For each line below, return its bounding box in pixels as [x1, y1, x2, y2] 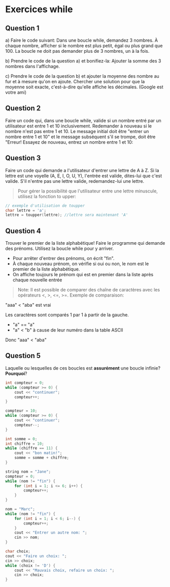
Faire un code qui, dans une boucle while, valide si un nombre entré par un [5, 117, 161, 123]
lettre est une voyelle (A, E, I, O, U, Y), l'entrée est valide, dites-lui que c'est [5, 173, 162, 179]
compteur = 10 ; [5, 408, 38, 413]
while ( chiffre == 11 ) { [5, 446, 58, 451]
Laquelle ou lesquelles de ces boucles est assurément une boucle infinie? [5, 365, 161, 371]
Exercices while [5, 4, 73, 15]
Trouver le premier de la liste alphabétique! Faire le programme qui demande [5, 240, 165, 246]
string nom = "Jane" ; [5, 469, 51, 474]
